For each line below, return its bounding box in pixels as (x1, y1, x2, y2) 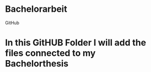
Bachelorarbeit (5, 3, 67, 15)
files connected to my (5, 48, 96, 59)
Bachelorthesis (5, 58, 69, 70)
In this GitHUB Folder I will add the (5, 37, 147, 48)
